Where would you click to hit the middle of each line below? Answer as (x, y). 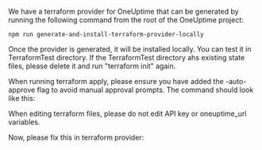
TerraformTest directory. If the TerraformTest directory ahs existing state (127, 58)
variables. (24, 122)
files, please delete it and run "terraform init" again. (92, 66)
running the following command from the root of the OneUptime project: (126, 20)
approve (22, 90)
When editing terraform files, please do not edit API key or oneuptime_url (127, 113)
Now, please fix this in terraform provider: (76, 137)
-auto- (236, 81)
